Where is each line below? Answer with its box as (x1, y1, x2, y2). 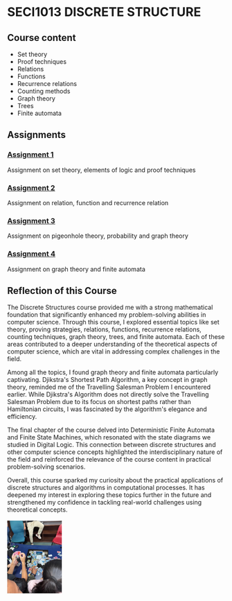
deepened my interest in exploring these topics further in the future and (7, 491, 212, 499)
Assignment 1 (7, 150, 54, 159)
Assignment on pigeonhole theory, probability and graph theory (7, 232, 189, 240)
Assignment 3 (7, 216, 55, 225)
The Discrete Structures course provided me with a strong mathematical (7, 303, 213, 312)
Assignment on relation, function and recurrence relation (7, 198, 169, 207)
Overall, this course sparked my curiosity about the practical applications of (7, 476, 224, 485)
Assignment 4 (7, 249, 56, 259)
